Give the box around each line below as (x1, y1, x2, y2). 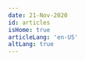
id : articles (8, 19, 51, 26)
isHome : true (8, 26, 51, 34)
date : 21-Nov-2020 (8, 11, 68, 19)
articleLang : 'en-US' (8, 33, 79, 41)
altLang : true (8, 41, 55, 48)
